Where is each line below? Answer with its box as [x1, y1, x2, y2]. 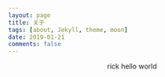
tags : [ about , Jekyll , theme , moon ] [8, 26, 128, 33]
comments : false [8, 40, 61, 48]
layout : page [8, 11, 51, 19]
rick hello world [107, 61, 157, 71]
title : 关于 [8, 19, 45, 26]
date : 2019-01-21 [8, 33, 65, 41]
